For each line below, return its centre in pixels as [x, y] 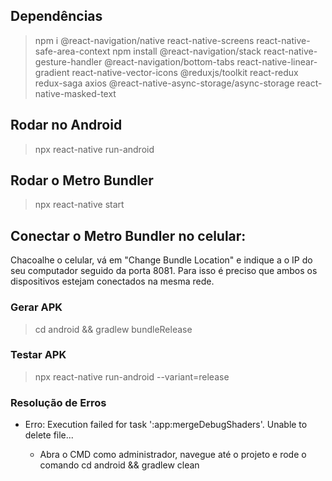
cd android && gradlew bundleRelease [113, 329]
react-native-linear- [277, 61]
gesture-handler [68, 61]
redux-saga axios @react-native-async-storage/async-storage [164, 83]
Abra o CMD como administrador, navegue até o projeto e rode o [173, 455]
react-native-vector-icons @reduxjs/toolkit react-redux [185, 72]
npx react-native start [79, 205]
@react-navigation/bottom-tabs [169, 61]
